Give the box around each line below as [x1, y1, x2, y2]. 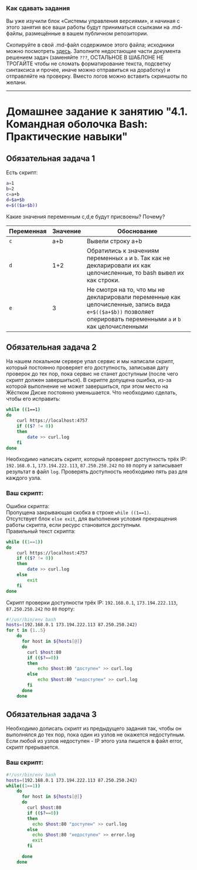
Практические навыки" [6, 130, 128, 144]
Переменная [9, 227, 47, 235]
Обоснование [117, 227, 158, 235]
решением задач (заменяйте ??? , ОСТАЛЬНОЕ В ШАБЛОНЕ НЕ [6, 54, 164, 61]
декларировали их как [87, 261, 151, 269]
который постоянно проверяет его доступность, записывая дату [6, 364, 169, 371]
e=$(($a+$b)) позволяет [87, 307, 154, 316]
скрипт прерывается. [6, 743, 60, 751]
